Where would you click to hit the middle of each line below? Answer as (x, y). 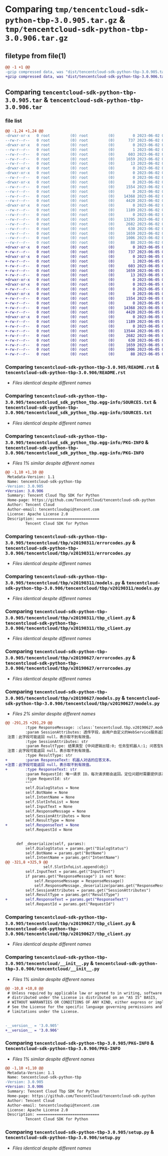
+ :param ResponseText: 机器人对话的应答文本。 (59, 760)
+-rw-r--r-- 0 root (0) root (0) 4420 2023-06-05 (82, 312)
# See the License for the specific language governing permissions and (85, 1007)
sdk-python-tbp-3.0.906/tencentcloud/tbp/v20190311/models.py (82, 588)
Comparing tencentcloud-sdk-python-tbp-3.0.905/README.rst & (82, 367)
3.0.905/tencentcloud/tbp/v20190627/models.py (63, 698)
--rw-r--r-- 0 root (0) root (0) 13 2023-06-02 (82, 163)
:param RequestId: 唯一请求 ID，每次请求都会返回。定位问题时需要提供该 (93, 774)
